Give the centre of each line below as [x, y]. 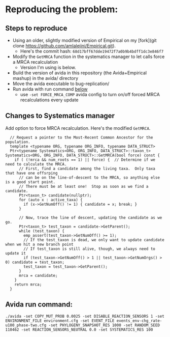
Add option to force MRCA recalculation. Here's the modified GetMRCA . [78, 128]
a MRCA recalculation [35, 62]
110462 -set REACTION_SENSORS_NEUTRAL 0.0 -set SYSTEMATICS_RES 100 [79, 329]
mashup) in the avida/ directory [45, 78]
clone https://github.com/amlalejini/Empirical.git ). [64, 46]
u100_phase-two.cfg [26, 325]
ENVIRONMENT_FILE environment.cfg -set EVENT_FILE [60, 321]
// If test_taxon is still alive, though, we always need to [90, 249]
